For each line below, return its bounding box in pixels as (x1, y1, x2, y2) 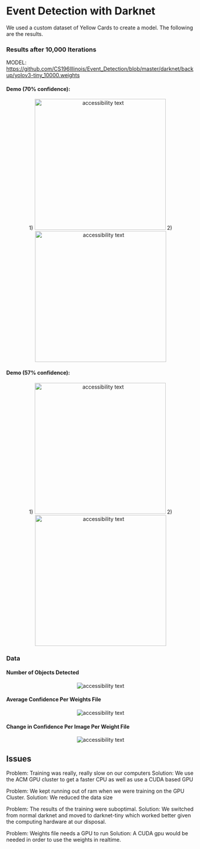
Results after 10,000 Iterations (6, 45, 97, 53)
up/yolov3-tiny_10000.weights (6, 72, 80, 79)
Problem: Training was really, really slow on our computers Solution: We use (6, 769, 193, 777)
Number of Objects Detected (6, 669, 80, 676)
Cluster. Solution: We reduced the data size (6, 793, 113, 801)
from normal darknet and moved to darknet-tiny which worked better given (6, 811, 192, 818)
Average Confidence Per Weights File (6, 696, 102, 703)
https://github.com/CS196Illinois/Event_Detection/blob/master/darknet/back (6, 65, 193, 72)
